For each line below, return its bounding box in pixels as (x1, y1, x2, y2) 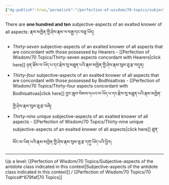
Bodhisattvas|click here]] (12, 90, 65, 96)
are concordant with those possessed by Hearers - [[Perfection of (12, 49, 150, 55)
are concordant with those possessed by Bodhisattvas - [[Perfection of (12, 77, 160, 83)
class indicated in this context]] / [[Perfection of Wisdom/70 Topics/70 (5, 169, 151, 175)
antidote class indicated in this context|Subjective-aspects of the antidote (5, 163, 158, 169)
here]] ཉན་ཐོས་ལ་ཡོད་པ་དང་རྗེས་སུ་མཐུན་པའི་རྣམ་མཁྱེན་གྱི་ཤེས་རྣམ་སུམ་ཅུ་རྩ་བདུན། (12, 61, 144, 68)
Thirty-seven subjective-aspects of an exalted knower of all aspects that (12, 43, 163, 49)
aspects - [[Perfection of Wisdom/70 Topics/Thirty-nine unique (12, 119, 144, 125)
